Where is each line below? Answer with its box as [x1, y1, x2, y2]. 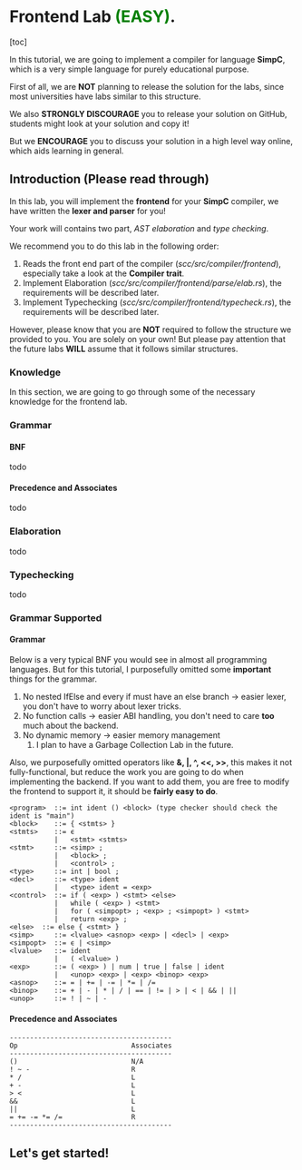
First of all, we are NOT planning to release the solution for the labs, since [9, 81, 284, 92]
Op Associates [9, 1041, 172, 1050]
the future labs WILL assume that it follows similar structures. [9, 343, 239, 354]
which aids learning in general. [9, 145, 124, 156]
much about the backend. [22, 720, 120, 732]
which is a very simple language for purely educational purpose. [9, 64, 249, 74]
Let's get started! [9, 1145, 110, 1161]
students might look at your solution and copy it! [9, 118, 190, 129]
